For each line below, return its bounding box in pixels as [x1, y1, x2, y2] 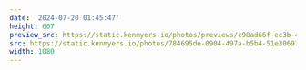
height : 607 [9, 22, 55, 31]
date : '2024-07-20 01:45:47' [9, 13, 120, 23]
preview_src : [9, 30, 59, 39]
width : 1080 [9, 47, 55, 56]
